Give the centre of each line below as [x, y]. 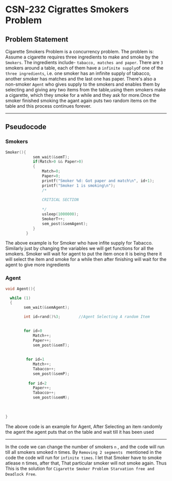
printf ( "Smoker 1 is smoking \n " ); [79, 186]
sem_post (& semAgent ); [65, 224]
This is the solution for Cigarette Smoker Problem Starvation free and [80, 468]
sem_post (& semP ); [51, 374]
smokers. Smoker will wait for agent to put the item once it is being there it [84, 254]
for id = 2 [37, 383]
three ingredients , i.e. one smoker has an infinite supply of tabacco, [78, 73]
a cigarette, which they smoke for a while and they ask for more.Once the [83, 95]
